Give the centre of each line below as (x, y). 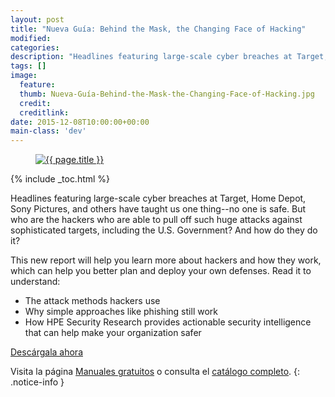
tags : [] (28, 66)
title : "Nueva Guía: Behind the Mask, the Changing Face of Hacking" (158, 29)
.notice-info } (37, 382)
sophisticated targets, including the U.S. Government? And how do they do (164, 230)
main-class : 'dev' (48, 131)
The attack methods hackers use (92, 301)
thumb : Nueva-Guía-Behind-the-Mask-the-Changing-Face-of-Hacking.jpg (167, 94)
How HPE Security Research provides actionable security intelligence (168, 322)
